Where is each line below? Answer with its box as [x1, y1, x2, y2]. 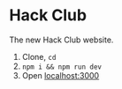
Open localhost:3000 [21, 70, 100, 80]
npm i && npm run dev [21, 63, 102, 71]
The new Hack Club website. [9, 34, 114, 45]
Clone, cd [21, 51, 57, 62]
